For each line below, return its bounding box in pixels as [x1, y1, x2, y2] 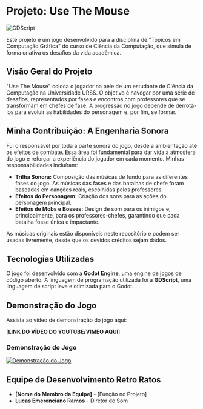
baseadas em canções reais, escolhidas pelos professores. [15, 186, 164, 193]
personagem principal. [15, 199, 72, 206]
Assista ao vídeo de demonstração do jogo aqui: [6, 316, 127, 324]
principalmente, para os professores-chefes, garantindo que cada [15, 211, 180, 219]
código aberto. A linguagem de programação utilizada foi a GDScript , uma [6, 276, 192, 284]
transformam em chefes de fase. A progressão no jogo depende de [6, 102, 175, 109]
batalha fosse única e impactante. [15, 218, 100, 225]
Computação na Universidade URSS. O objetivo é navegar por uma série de [6, 89, 195, 96]
